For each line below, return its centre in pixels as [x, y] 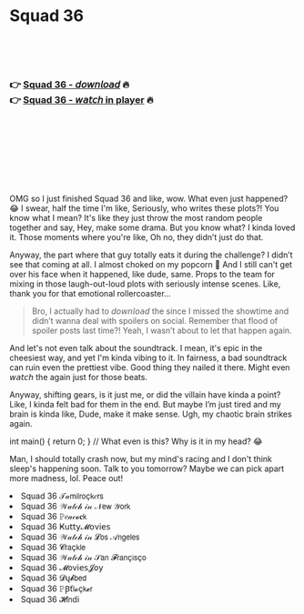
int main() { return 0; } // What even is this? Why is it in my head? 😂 [136, 441]
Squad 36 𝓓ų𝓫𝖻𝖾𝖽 [54, 578]
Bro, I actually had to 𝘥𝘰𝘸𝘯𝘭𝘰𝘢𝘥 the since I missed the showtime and [160, 311]
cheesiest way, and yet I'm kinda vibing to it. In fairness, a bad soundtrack [148, 358]
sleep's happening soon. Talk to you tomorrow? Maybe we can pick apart [147, 468]
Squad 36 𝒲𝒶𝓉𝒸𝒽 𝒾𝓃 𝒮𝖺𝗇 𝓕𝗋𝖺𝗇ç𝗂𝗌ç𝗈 [84, 558]
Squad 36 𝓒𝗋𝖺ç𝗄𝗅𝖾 [54, 548]
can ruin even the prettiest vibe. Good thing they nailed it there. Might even [150, 367]
